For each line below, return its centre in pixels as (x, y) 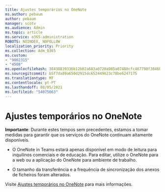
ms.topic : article (24, 32)
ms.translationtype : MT (29, 78)
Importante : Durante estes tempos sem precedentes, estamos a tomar (77, 130)
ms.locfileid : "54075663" (31, 92)
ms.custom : (16, 55)
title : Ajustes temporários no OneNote (46, 10)
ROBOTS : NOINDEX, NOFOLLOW (33, 42)
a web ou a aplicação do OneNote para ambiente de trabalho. (74, 160)
